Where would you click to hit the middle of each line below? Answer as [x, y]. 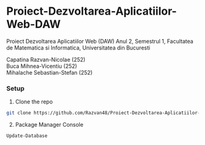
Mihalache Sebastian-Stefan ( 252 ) [49, 72]
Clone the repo [34, 102]
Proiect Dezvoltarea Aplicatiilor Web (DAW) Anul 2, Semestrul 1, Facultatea [100, 41]
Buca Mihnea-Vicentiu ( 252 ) [42, 66]
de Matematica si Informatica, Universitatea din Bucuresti [78, 48]
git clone [19, 113]
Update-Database [27, 136]
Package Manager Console [49, 125]
